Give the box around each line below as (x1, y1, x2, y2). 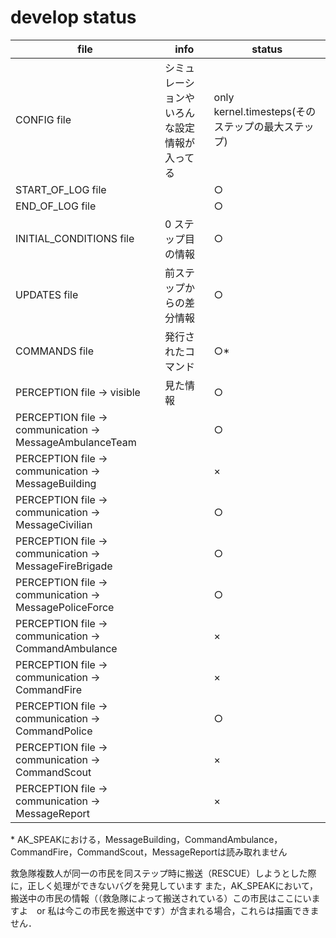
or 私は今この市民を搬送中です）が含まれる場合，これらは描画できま (36, 904, 320, 916)
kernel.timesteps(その (213, 104, 317, 118)
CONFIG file (15, 112, 72, 126)
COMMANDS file (15, 344, 95, 358)
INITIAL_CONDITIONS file (15, 231, 135, 245)
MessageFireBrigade (15, 559, 113, 573)
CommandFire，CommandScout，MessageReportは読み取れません (10, 846, 288, 858)
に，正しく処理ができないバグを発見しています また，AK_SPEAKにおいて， (10, 879, 318, 891)
